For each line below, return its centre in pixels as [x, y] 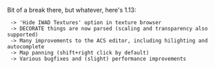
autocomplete [26, 47]
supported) [23, 34]
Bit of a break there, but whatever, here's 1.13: [72, 10]
